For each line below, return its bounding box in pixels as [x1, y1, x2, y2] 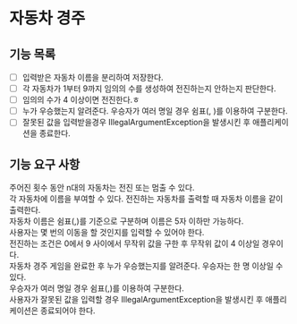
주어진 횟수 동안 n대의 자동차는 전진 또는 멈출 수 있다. [9, 183, 195, 193]
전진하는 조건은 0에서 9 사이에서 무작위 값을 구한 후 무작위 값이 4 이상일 [9, 238, 260, 249]
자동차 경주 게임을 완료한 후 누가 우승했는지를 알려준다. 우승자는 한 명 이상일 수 [9, 260, 284, 271]
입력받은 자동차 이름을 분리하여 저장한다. [21, 72, 164, 82]
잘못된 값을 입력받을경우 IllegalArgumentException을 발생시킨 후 [21, 117, 250, 128]
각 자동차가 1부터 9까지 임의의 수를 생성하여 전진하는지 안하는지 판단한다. [21, 83, 276, 94]
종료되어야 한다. [39, 305, 96, 316]
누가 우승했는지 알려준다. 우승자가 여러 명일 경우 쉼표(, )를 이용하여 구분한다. [21, 106, 288, 116]
